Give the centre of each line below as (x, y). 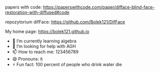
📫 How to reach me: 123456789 (45, 52)
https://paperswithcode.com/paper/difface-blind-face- (99, 7)
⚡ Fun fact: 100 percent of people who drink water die (67, 64)
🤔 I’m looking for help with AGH (44, 46)
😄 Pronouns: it (27, 59)
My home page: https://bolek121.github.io (47, 31)
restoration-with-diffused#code (37, 12)
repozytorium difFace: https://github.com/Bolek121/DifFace (65, 22)
